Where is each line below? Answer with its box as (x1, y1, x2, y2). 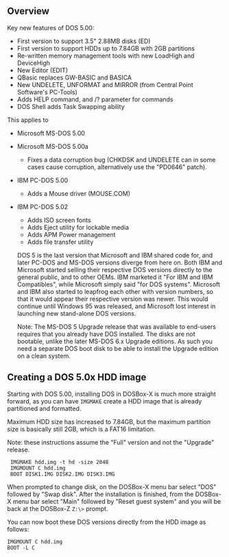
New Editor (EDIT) (16, 66, 69, 74)
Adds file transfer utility (27, 238, 94, 246)
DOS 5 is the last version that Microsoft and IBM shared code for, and (16, 251, 213, 259)
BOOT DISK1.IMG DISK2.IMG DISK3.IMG (10, 471, 115, 478)
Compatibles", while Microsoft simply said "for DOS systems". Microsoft (16, 280, 221, 288)
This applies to (7, 116, 49, 124)
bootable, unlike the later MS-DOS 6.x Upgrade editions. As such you (16, 337, 213, 345)
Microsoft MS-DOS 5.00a (16, 142, 89, 150)
